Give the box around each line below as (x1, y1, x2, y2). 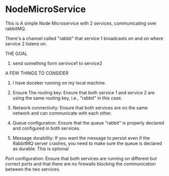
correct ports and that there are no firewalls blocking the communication (5, 160, 156, 167)
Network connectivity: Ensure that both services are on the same (12, 104, 148, 110)
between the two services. (5, 166, 61, 172)
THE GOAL (5, 50, 28, 56)
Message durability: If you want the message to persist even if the (12, 135, 150, 141)
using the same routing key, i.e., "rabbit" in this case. (12, 95, 123, 101)
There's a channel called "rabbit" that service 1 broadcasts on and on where (5, 35, 163, 41)
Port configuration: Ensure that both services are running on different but (5, 155, 157, 161)
